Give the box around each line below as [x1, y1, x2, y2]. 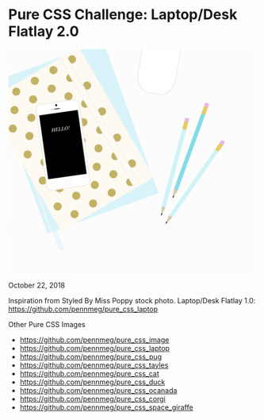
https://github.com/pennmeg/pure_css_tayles [19, 360, 169, 370]
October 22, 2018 [8, 280, 66, 290]
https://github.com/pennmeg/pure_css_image [19, 335, 170, 345]
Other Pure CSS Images [8, 319, 86, 329]
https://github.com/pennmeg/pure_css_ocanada [19, 385, 178, 395]
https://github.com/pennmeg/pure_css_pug [19, 352, 163, 361]
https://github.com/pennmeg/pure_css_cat [19, 368, 160, 378]
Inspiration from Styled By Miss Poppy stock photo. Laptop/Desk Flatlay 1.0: [8, 295, 256, 305]
